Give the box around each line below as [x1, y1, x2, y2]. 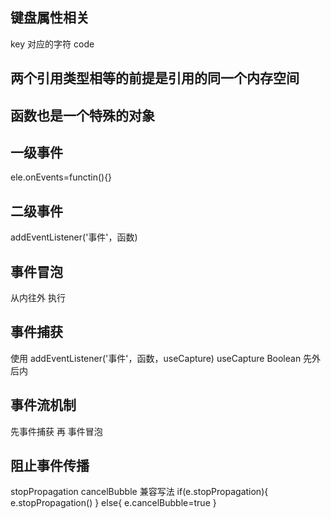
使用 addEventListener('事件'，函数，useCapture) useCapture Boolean [10, 352, 302, 364]
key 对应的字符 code [10, 38, 95, 50]
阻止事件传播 [10, 458, 90, 475]
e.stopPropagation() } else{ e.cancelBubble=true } [10, 497, 217, 509]
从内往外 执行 [10, 292, 66, 304]
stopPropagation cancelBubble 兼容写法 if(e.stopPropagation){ [10, 486, 269, 498]
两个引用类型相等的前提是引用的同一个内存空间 [10, 70, 300, 87]
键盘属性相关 [10, 9, 90, 27]
